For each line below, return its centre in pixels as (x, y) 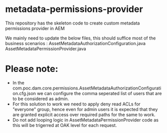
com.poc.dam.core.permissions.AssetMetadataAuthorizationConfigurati (87, 88)
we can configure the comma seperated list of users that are (99, 93)
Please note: (32, 69)
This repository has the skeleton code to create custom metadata (73, 23)
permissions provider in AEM (35, 28)
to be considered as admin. (41, 98)
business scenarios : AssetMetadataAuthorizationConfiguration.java (75, 43)
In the (18, 82)
